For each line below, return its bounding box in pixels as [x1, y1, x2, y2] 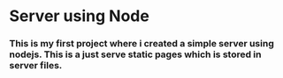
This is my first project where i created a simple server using [9, 38, 274, 50]
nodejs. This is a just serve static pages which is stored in [9, 48, 262, 60]
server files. [9, 60, 63, 72]
